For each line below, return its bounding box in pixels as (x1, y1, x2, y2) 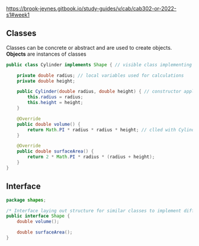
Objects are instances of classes (6, 50, 87, 57)
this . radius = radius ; (27, 94, 84, 100)
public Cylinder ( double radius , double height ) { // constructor (17, 89, 182, 95)
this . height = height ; (27, 100, 84, 106)
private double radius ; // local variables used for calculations (17, 72, 184, 79)
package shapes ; (6, 197, 46, 203)
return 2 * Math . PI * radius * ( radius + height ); (27, 154, 155, 160)
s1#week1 (6, 11, 30, 18)
